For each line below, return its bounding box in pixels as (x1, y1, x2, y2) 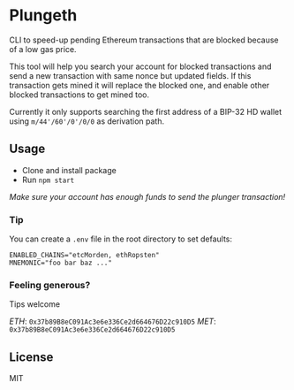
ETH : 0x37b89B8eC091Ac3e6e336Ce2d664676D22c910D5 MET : (9, 316, 216, 327)
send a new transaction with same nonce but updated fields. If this (9, 70, 252, 80)
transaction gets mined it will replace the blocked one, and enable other (9, 80, 270, 90)
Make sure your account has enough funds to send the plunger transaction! (9, 191, 286, 202)
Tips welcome (9, 299, 60, 310)
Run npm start (21, 174, 75, 185)
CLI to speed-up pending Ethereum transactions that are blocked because (9, 34, 279, 45)
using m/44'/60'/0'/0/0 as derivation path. (9, 116, 165, 126)
